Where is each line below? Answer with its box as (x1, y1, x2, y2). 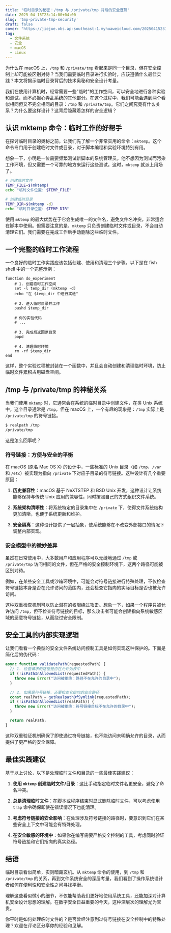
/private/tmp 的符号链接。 (5, 413, 61, 419)
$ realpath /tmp (5, 423, 40, 428)
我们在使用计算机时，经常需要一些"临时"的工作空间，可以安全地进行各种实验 (5, 88, 166, 94)
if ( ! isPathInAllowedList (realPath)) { (10, 699, 95, 704)
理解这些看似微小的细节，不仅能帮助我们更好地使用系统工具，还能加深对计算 (5, 893, 166, 899)
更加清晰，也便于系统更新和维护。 (12, 511, 84, 517)
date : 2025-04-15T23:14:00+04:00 (5, 12, 76, 17)
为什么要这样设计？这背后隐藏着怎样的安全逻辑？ (14, 107, 117, 114)
